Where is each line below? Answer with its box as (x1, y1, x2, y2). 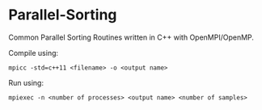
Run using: (8, 78, 44, 87)
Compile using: (8, 48, 59, 57)
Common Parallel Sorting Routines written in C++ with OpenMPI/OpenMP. (8, 32, 255, 42)
